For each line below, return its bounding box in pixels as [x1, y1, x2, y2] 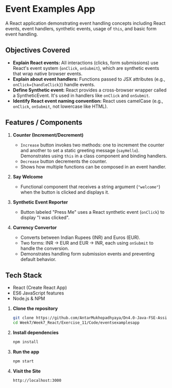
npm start [12, 359, 34, 364]
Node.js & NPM [12, 295, 45, 302]
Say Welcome [12, 173, 43, 180]
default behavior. [20, 256, 56, 262]
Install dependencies [12, 329, 59, 336]
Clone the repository [12, 305, 58, 311]
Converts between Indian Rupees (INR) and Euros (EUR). [20, 234, 140, 241]
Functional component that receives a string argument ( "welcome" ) [20, 183, 161, 190]
